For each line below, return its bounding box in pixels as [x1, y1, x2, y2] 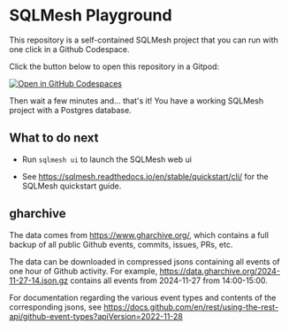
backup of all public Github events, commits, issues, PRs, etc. [9, 239, 233, 249]
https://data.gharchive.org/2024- [159, 265, 281, 276]
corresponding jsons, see [9, 302, 102, 312]
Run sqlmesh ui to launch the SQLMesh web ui [21, 154, 193, 165]
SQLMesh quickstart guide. [21, 180, 122, 191]
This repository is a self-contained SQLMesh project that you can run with [9, 35, 278, 45]
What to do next [9, 130, 99, 146]
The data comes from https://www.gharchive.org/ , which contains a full [9, 229, 270, 240]
